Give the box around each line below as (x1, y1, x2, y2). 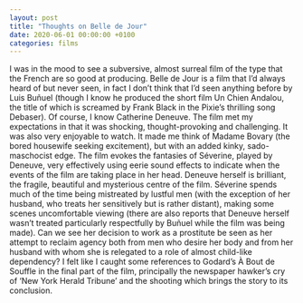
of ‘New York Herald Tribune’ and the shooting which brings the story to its (9, 276, 289, 287)
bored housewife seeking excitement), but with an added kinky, (9, 141, 246, 151)
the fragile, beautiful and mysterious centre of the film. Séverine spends (9, 179, 278, 191)
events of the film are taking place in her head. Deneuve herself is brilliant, (9, 170, 287, 181)
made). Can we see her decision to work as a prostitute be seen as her (9, 228, 273, 239)
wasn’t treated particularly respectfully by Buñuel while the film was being (9, 218, 285, 229)
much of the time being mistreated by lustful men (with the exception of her (9, 189, 291, 200)
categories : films (9, 38, 79, 48)
